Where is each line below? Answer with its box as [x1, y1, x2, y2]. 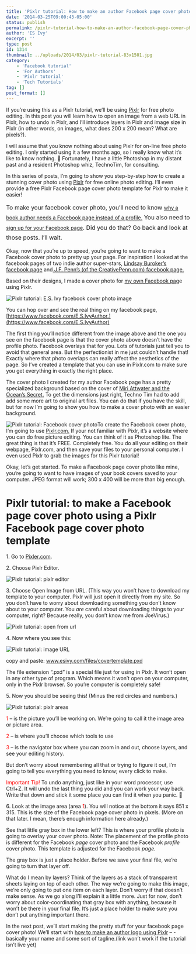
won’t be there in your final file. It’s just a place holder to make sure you [6, 905, 178, 912]
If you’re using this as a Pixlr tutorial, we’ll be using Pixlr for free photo [6, 106, 174, 113]
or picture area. [6, 721, 43, 728]
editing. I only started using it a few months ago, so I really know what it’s [6, 149, 182, 156]
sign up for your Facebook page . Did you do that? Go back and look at [6, 223, 188, 232]
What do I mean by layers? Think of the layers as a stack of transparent [6, 874, 177, 881]
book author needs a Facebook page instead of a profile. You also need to [6, 213, 190, 222]
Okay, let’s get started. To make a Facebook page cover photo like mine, [6, 463, 180, 471]
